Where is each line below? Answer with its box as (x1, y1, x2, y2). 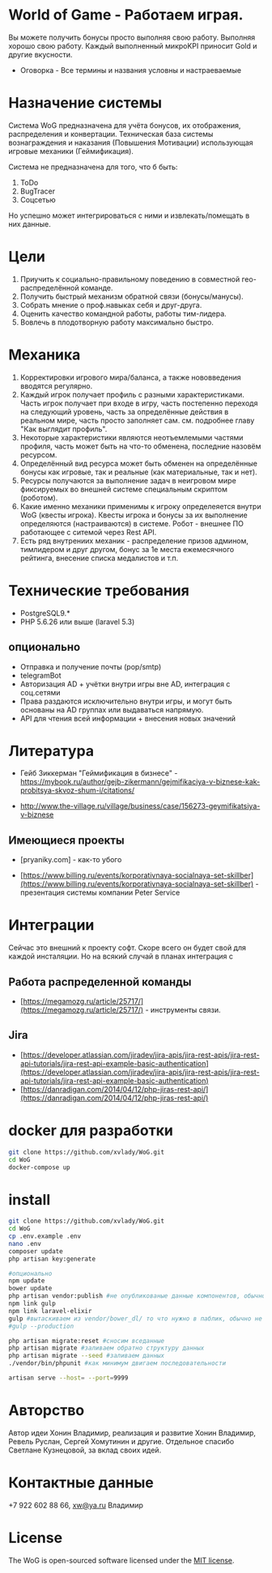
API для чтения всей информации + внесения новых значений (19, 713, 236, 723)
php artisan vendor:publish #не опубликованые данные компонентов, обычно (8, 1292, 266, 1300)
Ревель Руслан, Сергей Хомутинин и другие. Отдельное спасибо (8, 1436, 235, 1446)
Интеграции (8, 916, 95, 934)
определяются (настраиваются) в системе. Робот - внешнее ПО (19, 518, 244, 528)
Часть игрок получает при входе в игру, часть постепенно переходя (19, 398, 258, 408)
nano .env (8, 1239, 42, 1248)
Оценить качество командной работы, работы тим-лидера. (19, 308, 227, 318)
